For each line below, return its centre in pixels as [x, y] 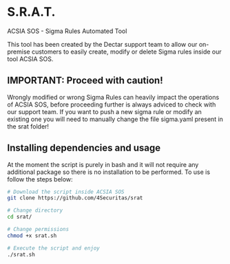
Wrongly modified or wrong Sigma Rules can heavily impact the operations [113, 97]
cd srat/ [20, 217]
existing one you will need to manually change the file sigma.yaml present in [115, 119]
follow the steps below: [40, 179]
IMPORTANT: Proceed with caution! [85, 81]
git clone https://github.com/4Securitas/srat [75, 198]
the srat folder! [28, 126]
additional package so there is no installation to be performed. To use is [109, 172]
